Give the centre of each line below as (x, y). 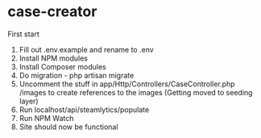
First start (23, 34)
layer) (29, 101)
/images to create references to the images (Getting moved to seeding (136, 92)
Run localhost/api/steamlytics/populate (84, 109)
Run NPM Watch (46, 118)
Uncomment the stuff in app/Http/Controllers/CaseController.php (127, 84)
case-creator (52, 12)
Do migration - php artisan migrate (77, 75)
